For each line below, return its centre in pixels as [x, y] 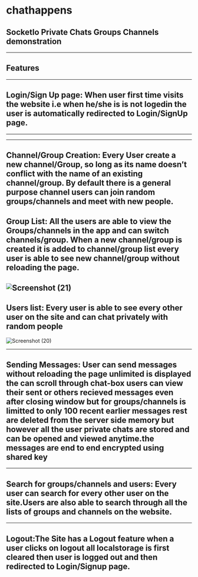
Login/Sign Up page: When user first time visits [95, 95]
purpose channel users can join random [80, 192]
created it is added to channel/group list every [93, 249]
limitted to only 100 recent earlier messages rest [97, 411]
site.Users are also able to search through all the [97, 502]
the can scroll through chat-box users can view [95, 383]
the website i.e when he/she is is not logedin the [96, 104]
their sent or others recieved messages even [90, 393]
